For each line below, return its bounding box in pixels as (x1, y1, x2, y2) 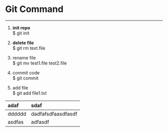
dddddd (7, 110, 26, 117)
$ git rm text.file (12, 45, 45, 51)
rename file (12, 54, 36, 60)
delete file (12, 39, 34, 45)
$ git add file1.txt (12, 90, 47, 96)
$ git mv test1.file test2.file (12, 60, 67, 66)
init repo (12, 24, 30, 30)
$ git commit (12, 75, 39, 81)
